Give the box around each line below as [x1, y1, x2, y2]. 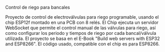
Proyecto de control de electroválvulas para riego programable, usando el [5, 14, 159, 20]
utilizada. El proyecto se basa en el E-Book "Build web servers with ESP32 [5, 35, 160, 41]
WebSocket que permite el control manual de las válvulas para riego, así [5, 25, 156, 31]
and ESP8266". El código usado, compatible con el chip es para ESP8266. [5, 41, 160, 47]
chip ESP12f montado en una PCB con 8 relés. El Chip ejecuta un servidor [5, 20, 159, 25]
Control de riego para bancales [5, 5, 70, 10]
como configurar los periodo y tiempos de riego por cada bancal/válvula [5, 30, 156, 36]
